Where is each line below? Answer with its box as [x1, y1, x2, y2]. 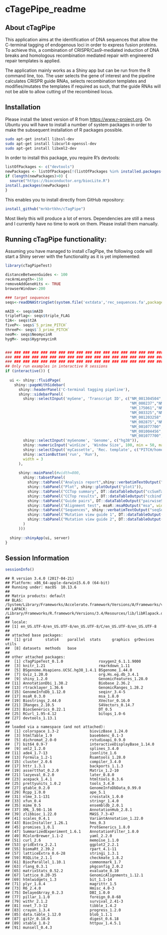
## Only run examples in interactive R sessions [5, 364, 108, 369]
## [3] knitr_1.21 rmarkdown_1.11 [5, 663, 130, 669]
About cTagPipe [5, 23, 56, 32]
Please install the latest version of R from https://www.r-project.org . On [5, 116, 151, 122]
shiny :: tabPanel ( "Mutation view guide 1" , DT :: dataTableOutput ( [27, 512, 164, 517]
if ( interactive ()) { [5, 369, 50, 374]
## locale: [5, 620, 28, 625]
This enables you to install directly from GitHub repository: [5, 196, 125, 202]
